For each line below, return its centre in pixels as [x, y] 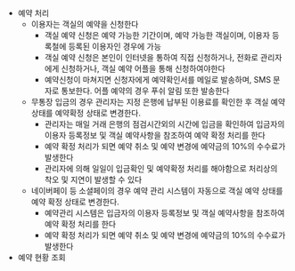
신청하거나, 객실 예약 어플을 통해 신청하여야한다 [143, 68]
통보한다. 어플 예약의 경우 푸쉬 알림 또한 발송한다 [145, 91]
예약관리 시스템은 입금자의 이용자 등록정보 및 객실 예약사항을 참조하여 [164, 213]
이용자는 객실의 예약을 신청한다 [85, 24]
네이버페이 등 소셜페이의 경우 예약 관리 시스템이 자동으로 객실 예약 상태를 [157, 191]
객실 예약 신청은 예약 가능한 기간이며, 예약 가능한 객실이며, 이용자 [157, 35]
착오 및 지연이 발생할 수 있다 [93, 179]
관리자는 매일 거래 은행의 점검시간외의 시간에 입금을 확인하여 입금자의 [164, 124]
